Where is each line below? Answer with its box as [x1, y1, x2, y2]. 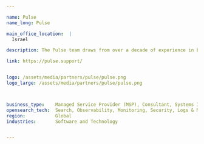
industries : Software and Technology [6, 119, 118, 125]
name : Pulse [6, 14, 36, 20]
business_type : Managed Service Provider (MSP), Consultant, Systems [6, 101, 194, 108]
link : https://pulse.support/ [6, 58, 83, 64]
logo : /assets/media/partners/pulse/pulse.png [6, 74, 126, 80]
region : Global [6, 113, 72, 119]
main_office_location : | [6, 31, 72, 37]
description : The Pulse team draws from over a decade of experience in [6, 47, 194, 53]
